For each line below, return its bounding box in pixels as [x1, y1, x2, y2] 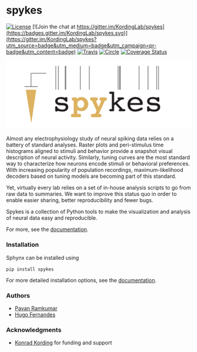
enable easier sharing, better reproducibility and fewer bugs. [6, 197, 153, 204]
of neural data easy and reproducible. [6, 214, 98, 221]
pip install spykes [6, 266, 54, 272]
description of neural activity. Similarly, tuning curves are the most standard [6, 154, 191, 161]
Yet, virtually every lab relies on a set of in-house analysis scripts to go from [6, 184, 191, 191]
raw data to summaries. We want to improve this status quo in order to [6, 190, 177, 198]
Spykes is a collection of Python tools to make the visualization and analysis [6, 208, 191, 216]
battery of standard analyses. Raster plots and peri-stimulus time [6, 141, 164, 148]
